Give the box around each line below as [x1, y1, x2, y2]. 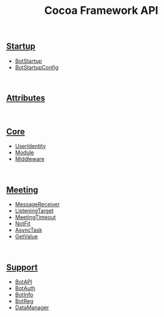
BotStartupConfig [14, 64, 59, 71]
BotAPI [14, 278, 33, 285]
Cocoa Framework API [44, 4, 159, 18]
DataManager [14, 304, 49, 311]
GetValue [14, 233, 38, 240]
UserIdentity [14, 143, 46, 150]
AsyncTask [14, 226, 42, 234]
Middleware [14, 155, 45, 163]
